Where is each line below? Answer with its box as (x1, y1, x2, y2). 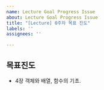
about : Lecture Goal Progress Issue (6, 14, 98, 20)
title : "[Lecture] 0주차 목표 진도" (6, 20, 91, 26)
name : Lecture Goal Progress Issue (6, 8, 96, 15)
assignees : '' (6, 31, 42, 37)
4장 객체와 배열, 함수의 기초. (14, 77, 81, 84)
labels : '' (6, 25, 34, 32)
